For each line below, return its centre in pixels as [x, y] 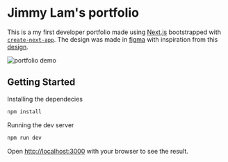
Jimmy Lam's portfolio [73, 13]
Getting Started [41, 82]
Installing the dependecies [45, 99]
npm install [24, 112]
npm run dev [24, 138]
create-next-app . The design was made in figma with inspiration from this [113, 39]
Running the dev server [41, 125]
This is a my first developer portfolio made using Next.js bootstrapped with [114, 32]
